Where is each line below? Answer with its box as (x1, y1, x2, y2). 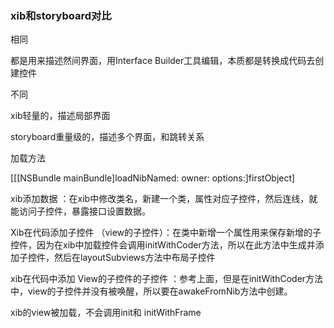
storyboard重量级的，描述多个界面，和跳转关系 (10, 131, 205, 143)
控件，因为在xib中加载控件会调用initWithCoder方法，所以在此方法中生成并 (10, 239, 316, 251)
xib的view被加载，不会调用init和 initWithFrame (10, 307, 202, 319)
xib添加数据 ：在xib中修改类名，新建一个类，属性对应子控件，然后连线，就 (10, 193, 318, 205)
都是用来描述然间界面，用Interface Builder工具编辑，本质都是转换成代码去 (10, 55, 316, 67)
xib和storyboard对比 (10, 8, 112, 22)
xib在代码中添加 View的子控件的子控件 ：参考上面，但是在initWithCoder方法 (10, 273, 324, 285)
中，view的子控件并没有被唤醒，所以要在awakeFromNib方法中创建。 (10, 285, 293, 297)
